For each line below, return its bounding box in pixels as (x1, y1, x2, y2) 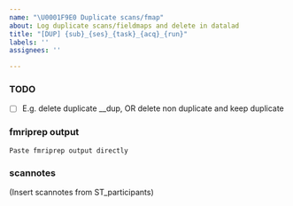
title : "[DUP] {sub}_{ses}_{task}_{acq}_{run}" (9, 29, 189, 38)
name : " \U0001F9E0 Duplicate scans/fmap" (9, 12, 165, 22)
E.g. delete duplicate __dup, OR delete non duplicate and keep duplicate (21, 103, 285, 114)
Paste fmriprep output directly (9, 146, 128, 155)
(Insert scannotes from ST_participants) (9, 187, 154, 198)
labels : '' (9, 37, 50, 47)
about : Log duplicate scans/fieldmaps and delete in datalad (9, 21, 240, 30)
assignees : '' (9, 46, 62, 55)
